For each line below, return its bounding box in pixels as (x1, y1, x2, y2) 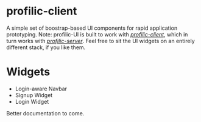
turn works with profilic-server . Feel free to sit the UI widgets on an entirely (6, 37, 195, 44)
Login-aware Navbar (15, 85, 68, 92)
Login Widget (15, 98, 49, 105)
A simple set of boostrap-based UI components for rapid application (6, 24, 178, 32)
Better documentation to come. (6, 109, 85, 117)
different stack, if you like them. (6, 44, 86, 51)
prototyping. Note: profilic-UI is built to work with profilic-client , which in (6, 30, 188, 38)
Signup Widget (15, 91, 53, 98)
